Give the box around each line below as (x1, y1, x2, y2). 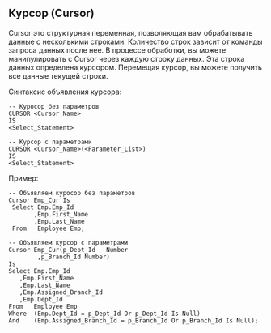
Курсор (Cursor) (8, 6, 95, 20)
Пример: (8, 173, 39, 183)
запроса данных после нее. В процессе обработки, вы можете (8, 45, 227, 55)
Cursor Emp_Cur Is (8, 196, 70, 204)
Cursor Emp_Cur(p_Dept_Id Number (8, 245, 129, 254)
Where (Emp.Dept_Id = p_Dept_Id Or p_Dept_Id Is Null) (8, 310, 201, 318)
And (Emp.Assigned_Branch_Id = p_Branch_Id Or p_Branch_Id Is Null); (8, 316, 259, 325)
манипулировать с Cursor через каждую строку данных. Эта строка (8, 53, 245, 63)
